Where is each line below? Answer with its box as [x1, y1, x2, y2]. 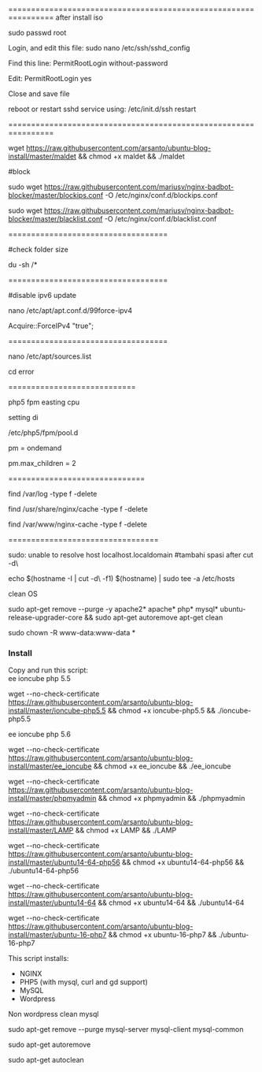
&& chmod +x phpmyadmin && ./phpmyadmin [98, 794, 245, 803]
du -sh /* [8, 260, 38, 269]
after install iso [55, 13, 104, 22]
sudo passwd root [8, 28, 67, 37]
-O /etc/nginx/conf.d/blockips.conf [105, 191, 218, 199]
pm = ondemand [8, 443, 62, 452]
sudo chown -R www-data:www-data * [8, 628, 136, 637]
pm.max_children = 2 [8, 459, 76, 467]
